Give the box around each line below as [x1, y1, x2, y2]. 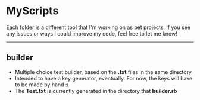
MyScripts [6, 4, 59, 18]
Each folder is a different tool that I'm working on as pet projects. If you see [6, 24, 191, 31]
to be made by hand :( [14, 81, 70, 88]
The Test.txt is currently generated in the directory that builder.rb [14, 87, 177, 94]
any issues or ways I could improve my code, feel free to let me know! [6, 30, 177, 37]
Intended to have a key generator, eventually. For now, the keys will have [14, 75, 193, 82]
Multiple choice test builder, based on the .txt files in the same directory [14, 68, 192, 75]
